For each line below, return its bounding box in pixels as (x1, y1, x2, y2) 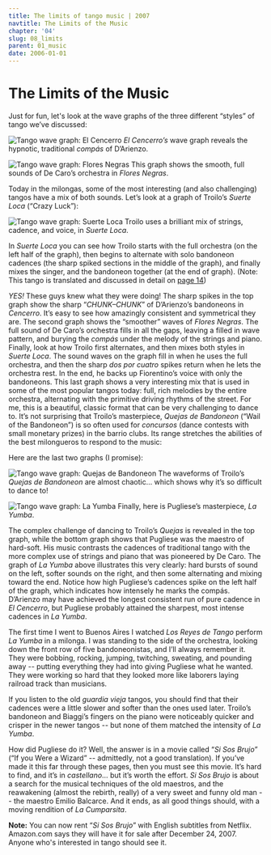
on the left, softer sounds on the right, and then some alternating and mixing (8, 568, 263, 578)
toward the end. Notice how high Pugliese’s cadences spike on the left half (8, 577, 257, 586)
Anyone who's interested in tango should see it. (8, 837, 167, 847)
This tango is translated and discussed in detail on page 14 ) (8, 275, 207, 285)
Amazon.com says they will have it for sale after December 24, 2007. (8, 828, 237, 838)
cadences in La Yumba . (8, 612, 87, 621)
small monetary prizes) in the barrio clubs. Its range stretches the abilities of (8, 428, 263, 438)
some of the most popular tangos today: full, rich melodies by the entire (8, 385, 248, 395)
